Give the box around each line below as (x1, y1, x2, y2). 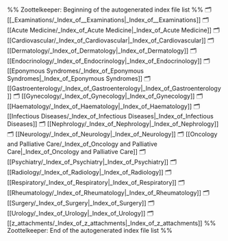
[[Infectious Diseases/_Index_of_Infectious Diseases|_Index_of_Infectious (7, 112, 214, 120)
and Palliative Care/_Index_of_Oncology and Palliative (7, 140, 157, 148)
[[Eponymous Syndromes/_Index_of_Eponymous (7, 67, 144, 75)
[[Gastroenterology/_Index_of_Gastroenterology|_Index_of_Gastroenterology (7, 84, 221, 92)
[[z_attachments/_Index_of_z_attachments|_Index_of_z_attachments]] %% (7, 219, 216, 227)
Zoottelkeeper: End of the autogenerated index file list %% (7, 227, 173, 234)
